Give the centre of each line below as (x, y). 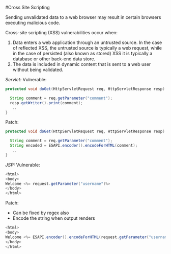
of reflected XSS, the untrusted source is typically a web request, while (87, 48)
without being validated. (38, 70)
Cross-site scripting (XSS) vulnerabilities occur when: (62, 32)
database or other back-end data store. (54, 59)
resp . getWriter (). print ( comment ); (46, 103)
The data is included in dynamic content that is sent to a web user (82, 64)
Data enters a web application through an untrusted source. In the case (87, 42)
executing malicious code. (33, 23)
